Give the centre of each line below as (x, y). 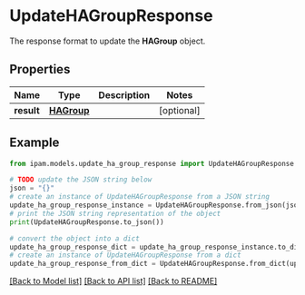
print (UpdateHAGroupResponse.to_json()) (87, 222)
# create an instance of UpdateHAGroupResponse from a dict (126, 255)
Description (124, 94)
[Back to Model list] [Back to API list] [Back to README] (113, 281)
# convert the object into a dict (75, 238)
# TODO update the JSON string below (81, 180)
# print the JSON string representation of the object (115, 213)
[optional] (180, 110)
